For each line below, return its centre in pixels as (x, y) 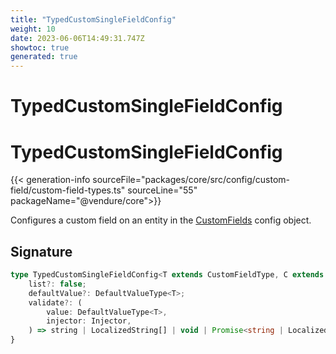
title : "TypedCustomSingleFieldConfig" (93, 19)
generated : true (44, 57)
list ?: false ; (57, 284)
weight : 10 (33, 29)
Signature (41, 251)
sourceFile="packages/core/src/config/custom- (191, 180)
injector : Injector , (89, 321)
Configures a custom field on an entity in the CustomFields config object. (161, 220)
